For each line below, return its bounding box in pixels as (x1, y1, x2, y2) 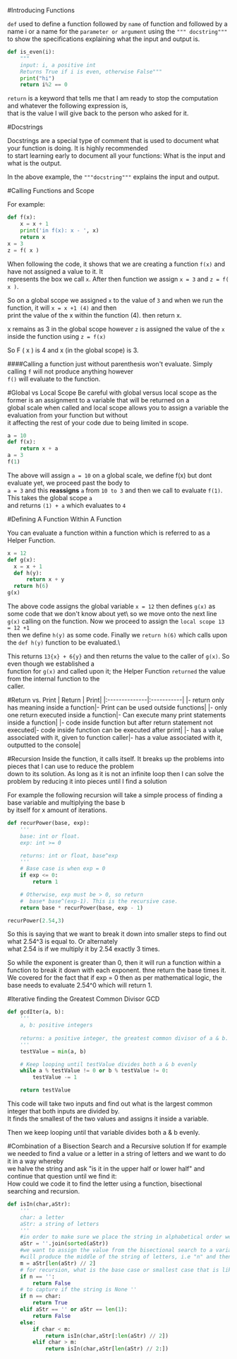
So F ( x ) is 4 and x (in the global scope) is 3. (7, 346, 139, 354)
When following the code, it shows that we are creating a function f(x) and (7, 260, 226, 268)
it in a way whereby (7, 1157, 64, 1165)
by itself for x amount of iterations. (7, 806, 108, 814)
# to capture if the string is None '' (20, 1286, 138, 1293)
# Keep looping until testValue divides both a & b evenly (20, 1060, 197, 1068)
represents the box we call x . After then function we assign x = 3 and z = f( (7, 274, 229, 283)
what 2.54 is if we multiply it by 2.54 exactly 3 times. (7, 944, 160, 954)
